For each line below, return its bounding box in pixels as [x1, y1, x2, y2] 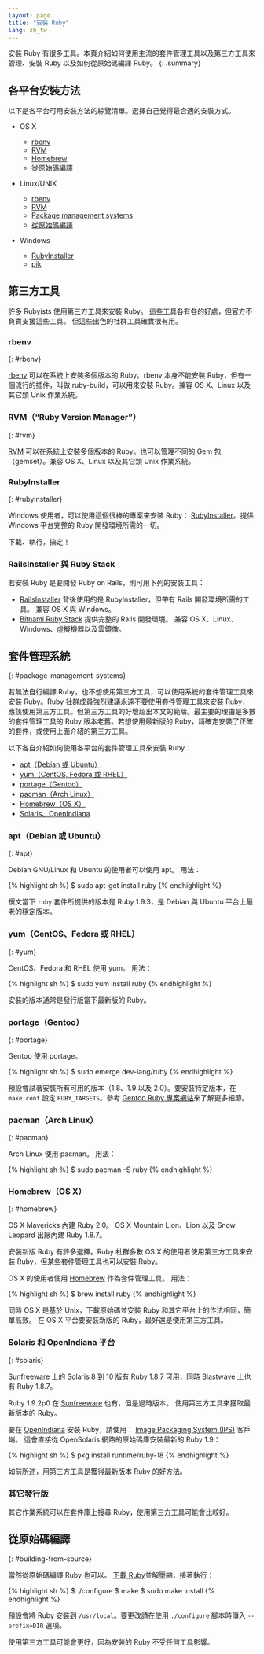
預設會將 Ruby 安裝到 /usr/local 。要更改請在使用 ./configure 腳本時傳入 [8, 1610, 246, 1620]
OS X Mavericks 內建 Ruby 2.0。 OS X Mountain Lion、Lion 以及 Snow [8, 1221, 236, 1230]
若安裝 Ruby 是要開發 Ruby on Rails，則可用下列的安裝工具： [8, 578, 206, 588]
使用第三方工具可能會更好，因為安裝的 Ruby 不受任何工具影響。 [8, 1637, 214, 1646]
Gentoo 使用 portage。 [8, 1051, 82, 1060]
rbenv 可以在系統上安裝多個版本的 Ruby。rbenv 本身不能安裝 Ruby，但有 [8, 370, 245, 380]
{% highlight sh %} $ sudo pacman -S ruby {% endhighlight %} [8, 1165, 214, 1174]
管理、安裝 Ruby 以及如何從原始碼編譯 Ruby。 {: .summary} [8, 58, 202, 68]
